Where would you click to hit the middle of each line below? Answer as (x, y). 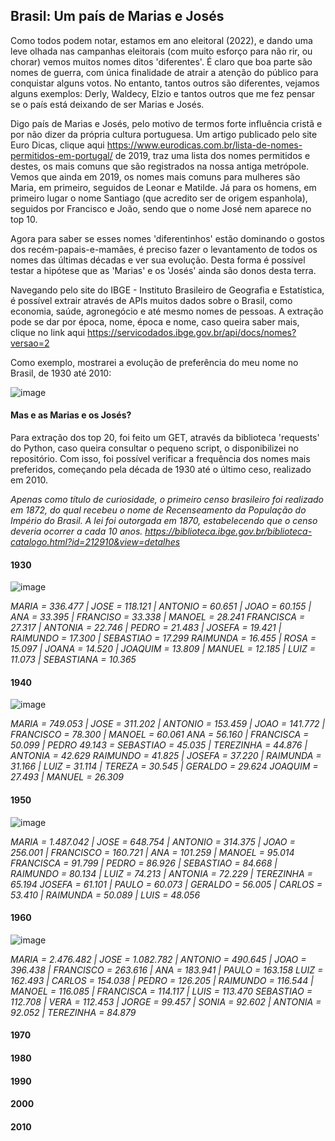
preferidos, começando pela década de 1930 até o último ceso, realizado (161, 470)
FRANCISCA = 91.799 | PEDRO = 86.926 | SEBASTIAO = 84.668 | (144, 863)
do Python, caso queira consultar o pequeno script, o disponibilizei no (154, 448)
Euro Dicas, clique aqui (57, 145)
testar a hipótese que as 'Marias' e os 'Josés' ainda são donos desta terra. (163, 270)
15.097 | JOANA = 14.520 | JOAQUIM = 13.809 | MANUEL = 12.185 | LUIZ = (163, 649)
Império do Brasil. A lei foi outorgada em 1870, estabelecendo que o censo (164, 521)
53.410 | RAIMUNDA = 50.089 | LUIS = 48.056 (105, 895)
